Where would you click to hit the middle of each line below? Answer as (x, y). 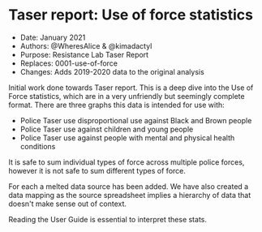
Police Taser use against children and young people (107, 129)
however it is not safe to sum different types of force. (97, 170)
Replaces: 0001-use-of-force (69, 63)
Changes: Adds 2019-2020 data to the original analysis (112, 71)
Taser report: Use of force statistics (131, 15)
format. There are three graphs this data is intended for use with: (116, 105)
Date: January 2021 (53, 37)
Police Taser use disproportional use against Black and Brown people (136, 120)
